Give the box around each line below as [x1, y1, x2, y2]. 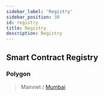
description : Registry [6, 31, 62, 37]
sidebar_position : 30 [6, 14, 60, 20]
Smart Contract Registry [6, 52, 99, 62]
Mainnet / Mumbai [20, 83, 66, 90]
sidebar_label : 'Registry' [6, 8, 73, 15]
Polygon [6, 70, 31, 78]
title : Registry [6, 25, 46, 31]
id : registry [6, 19, 39, 25]
